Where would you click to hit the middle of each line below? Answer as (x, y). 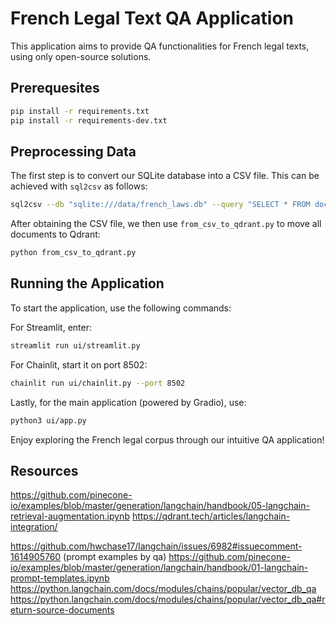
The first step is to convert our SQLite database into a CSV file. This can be (165, 176)
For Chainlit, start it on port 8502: (79, 364)
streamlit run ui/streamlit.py (75, 345)
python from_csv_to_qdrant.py (73, 253)
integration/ (34, 527)
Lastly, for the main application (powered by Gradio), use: (128, 402)
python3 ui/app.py (48, 420)
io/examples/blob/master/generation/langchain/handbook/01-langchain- (159, 568)
